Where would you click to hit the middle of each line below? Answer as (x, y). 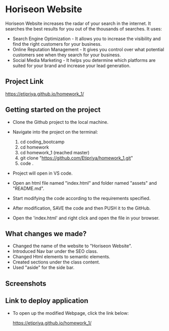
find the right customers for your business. (57, 44)
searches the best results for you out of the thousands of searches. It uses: (84, 28)
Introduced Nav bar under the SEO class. (55, 251)
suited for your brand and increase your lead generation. (71, 65)
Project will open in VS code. (43, 173)
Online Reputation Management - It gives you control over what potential (88, 49)
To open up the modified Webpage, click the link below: (71, 313)
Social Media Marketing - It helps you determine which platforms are (84, 60)
